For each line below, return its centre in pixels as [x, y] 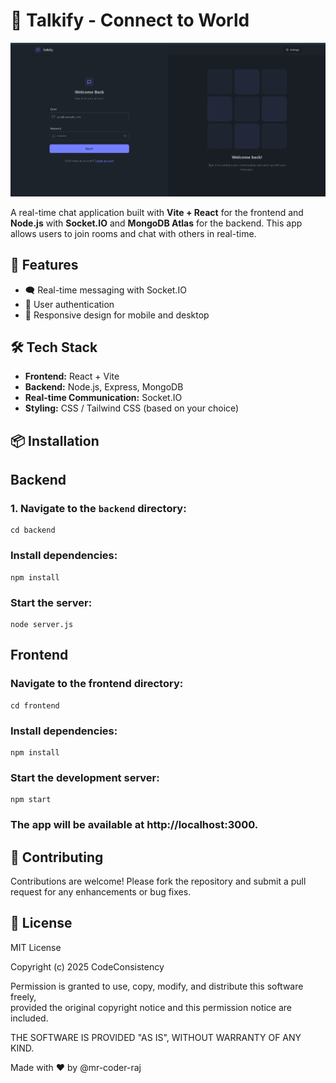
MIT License [36, 947]
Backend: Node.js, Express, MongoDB [104, 387]
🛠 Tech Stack [54, 347]
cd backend [33, 530]
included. [29, 1018]
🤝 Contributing [57, 857]
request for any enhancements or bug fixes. [101, 892]
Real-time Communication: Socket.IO [103, 398]
